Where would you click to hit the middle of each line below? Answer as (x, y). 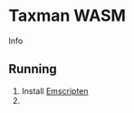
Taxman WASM (67, 16)
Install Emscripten (55, 90)
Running (33, 69)
